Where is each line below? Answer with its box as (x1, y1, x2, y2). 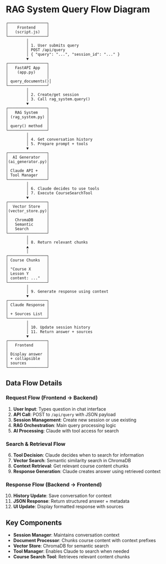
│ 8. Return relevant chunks (26, 239, 88, 245)
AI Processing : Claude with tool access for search (13, 427, 119, 434)
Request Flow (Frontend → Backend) (6, 394, 98, 401)
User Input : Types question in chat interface (13, 405, 106, 412)
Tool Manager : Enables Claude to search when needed (13, 548, 129, 554)
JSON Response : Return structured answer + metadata (13, 498, 130, 504)
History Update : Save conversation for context (13, 492, 112, 499)
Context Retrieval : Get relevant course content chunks (13, 463, 129, 469)
